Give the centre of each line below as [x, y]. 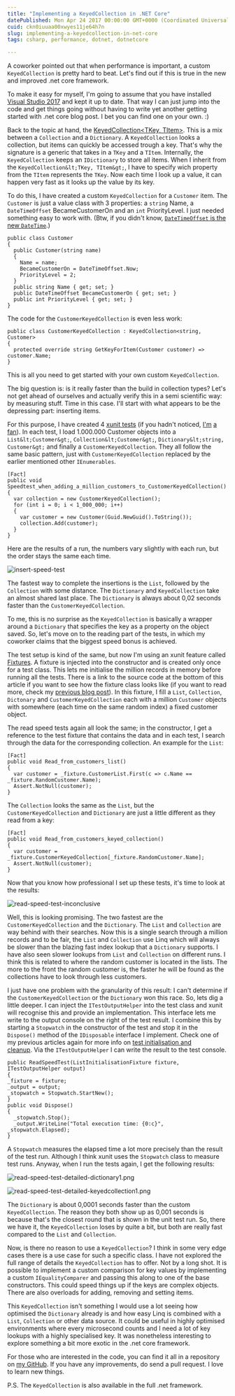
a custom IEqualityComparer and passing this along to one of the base [108, 1278]
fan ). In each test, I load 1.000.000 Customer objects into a [92, 432]
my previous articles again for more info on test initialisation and [99, 1043]
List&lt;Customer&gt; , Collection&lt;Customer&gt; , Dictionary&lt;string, [116, 439]
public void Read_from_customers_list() [67, 762]
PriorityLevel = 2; [48, 275]
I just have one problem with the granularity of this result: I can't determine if [117, 990]
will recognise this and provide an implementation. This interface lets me [112, 1013]
